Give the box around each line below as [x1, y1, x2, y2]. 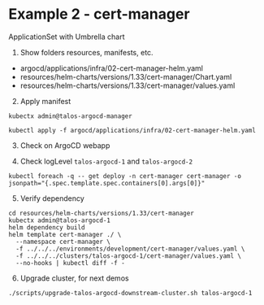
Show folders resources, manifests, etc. [19, 47, 154, 57]
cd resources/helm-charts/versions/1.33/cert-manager [8, 209, 195, 217]
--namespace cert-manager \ [15, 237, 111, 246]
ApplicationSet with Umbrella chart [8, 32, 125, 41]
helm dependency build [8, 223, 85, 232]
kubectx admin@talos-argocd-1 [8, 216, 111, 224]
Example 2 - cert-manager [8, 5, 190, 24]
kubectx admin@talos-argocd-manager [8, 111, 132, 120]
